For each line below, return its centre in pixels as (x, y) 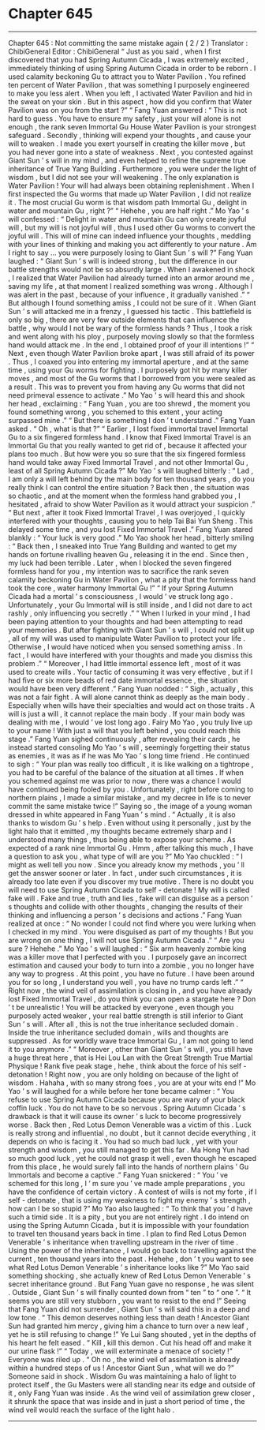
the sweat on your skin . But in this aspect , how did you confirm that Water (130, 101)
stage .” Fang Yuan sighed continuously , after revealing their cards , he (124, 739)
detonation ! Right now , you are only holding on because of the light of (123, 1074)
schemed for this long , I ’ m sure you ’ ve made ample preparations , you (127, 1183)
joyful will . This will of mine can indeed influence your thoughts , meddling (130, 236)
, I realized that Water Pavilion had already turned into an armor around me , (131, 278)
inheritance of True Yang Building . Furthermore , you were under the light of (132, 168)
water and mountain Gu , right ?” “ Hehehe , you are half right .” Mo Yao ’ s (129, 211)
